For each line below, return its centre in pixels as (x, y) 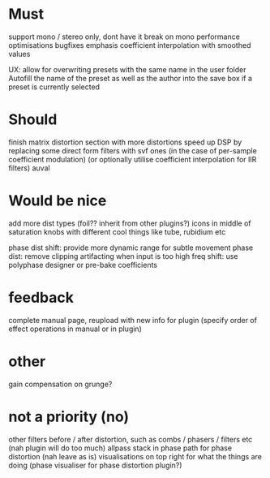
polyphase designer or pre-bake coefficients (83, 265)
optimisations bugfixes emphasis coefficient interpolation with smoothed (130, 45)
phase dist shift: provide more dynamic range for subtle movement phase (131, 248)
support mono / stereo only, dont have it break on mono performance (124, 37)
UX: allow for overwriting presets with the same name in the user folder (127, 69)
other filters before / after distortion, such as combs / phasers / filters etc (131, 439)
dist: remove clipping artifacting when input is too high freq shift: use (123, 256)
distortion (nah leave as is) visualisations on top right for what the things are (135, 456)
